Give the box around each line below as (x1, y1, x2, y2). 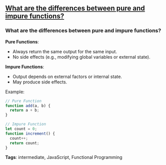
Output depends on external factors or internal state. (12, 73, 122, 79)
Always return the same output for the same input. (12, 48, 118, 55)
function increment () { (5, 131, 56, 136)
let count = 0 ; (5, 127, 37, 132)
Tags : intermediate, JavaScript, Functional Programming (5, 154, 123, 160)
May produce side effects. (12, 78, 67, 85)
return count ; (10, 140, 39, 146)
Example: (5, 89, 25, 95)
